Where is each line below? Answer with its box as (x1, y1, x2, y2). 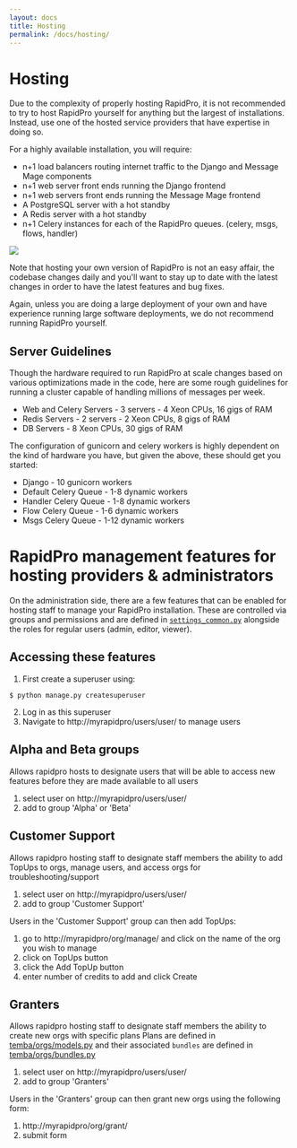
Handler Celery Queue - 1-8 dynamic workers (21, 496, 191, 507)
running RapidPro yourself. (9, 317, 107, 328)
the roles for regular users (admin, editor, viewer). (9, 624, 192, 635)
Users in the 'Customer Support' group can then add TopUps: (9, 916, 237, 926)
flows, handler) (21, 228, 79, 239)
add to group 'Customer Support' (21, 898, 145, 909)
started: (9, 459, 38, 471)
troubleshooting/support (9, 871, 100, 882)
